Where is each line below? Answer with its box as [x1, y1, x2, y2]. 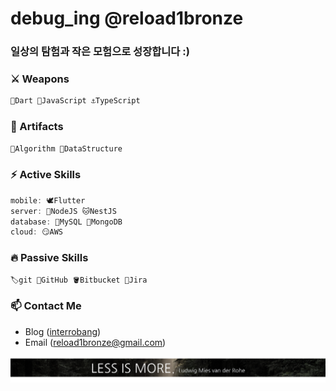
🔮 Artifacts [10, 120, 64, 134]
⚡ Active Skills [10, 168, 82, 182]
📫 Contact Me [10, 299, 82, 313]
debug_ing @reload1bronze [10, 7, 244, 30]
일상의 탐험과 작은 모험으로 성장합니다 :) [10, 45, 190, 59]
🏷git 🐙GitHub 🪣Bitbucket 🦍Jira [10, 275, 148, 285]
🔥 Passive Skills [10, 251, 89, 265]
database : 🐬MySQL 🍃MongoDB [10, 217, 123, 227]
